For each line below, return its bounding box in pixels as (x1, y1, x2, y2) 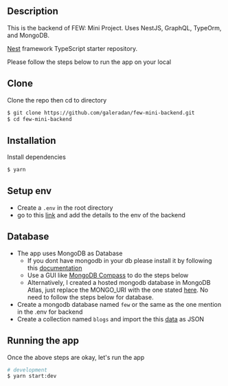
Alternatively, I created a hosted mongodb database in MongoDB (27, 278, 211, 286)
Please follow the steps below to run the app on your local (7, 58, 172, 66)
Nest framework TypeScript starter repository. (7, 44, 138, 52)
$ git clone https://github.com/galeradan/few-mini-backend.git (7, 109, 195, 116)
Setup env (7, 185, 52, 197)
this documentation (27, 264, 82, 272)
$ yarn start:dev (7, 373, 57, 380)
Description (7, 6, 58, 17)
